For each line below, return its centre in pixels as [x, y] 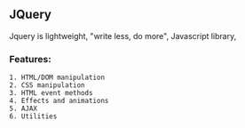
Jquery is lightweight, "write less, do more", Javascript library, [123, 36]
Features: [30, 59]
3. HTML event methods [51, 93]
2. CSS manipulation [47, 85]
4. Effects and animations [59, 101]
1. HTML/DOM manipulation [57, 78]
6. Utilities [33, 116]
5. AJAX [24, 109]
